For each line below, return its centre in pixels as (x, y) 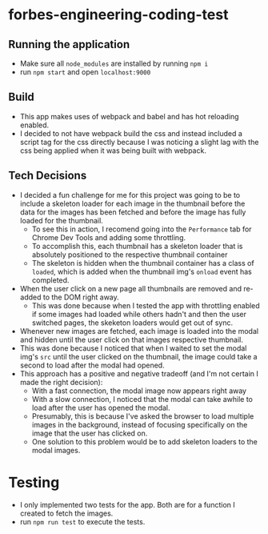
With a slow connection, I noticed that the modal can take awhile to (142, 399)
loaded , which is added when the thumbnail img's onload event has (142, 271)
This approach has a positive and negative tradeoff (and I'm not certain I (139, 373)
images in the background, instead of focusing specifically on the (140, 424)
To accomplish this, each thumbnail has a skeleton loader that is (137, 246)
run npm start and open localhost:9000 (85, 72)
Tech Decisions (48, 176)
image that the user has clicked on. (90, 433)
